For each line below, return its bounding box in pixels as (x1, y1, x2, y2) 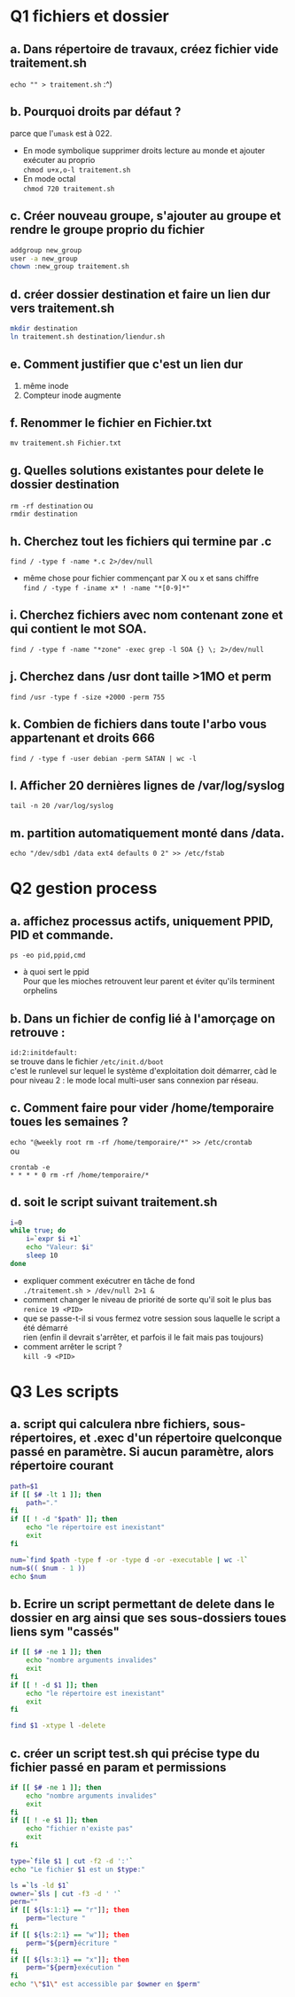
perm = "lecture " (26, 1914, 87, 1923)
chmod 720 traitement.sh (22, 184, 115, 193)
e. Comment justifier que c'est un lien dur (10, 357, 244, 372)
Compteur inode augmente (22, 390, 122, 400)
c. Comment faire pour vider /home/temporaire (10, 1100, 275, 1115)
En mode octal (22, 173, 76, 183)
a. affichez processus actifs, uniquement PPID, (10, 913, 274, 929)
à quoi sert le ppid (22, 967, 89, 977)
